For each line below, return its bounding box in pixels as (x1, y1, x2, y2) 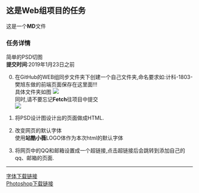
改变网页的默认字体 (14, 127, 62, 134)
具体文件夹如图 (14, 88, 52, 96)
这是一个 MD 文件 (6, 23, 46, 30)
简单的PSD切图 (6, 53, 43, 61)
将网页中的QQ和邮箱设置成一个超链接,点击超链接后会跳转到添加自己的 (14, 147, 185, 154)
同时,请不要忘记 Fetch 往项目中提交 (14, 96, 98, 103)
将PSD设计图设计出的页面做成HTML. (14, 115, 104, 122)
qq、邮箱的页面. (14, 154, 54, 162)
